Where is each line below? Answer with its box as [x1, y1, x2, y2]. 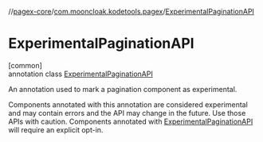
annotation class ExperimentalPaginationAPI [8, 69, 153, 79]
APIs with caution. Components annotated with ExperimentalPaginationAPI [8, 117, 253, 126]
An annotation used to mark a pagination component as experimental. [8, 84, 237, 94]
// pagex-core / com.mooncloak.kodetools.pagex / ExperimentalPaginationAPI [8, 7, 255, 16]
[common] [8, 60, 42, 70]
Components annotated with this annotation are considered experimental [8, 99, 249, 109]
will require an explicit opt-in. [8, 125, 104, 134]
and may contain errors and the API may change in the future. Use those [8, 108, 246, 117]
